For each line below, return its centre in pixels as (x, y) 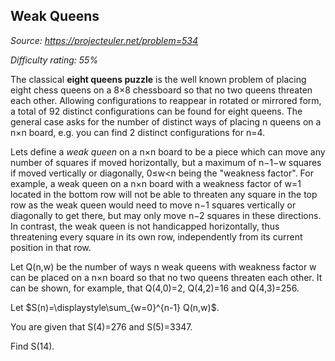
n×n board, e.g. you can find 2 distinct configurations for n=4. (138, 132)
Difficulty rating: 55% (54, 60)
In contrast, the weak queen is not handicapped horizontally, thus (145, 226)
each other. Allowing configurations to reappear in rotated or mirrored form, (166, 100)
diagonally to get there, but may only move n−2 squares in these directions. (166, 215)
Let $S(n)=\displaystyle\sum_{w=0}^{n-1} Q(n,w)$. (115, 307)
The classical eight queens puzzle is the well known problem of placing (158, 79)
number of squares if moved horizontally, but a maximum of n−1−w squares (166, 162)
